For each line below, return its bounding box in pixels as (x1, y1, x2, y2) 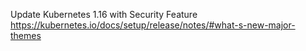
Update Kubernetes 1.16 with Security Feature (10, 9, 198, 20)
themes (10, 30, 42, 41)
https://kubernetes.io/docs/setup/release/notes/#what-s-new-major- (10, 19, 296, 31)
